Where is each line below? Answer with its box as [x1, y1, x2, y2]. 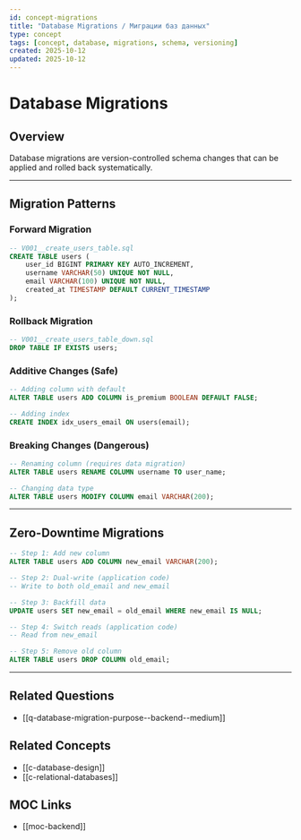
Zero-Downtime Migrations [9, 525, 164, 540]
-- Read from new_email [9, 630, 99, 640]
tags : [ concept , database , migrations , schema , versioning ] [9, 38, 239, 47]
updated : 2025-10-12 [9, 55, 87, 64]
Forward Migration [9, 223, 92, 236]
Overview [9, 129, 65, 144]
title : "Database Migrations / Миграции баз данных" [9, 21, 211, 30]
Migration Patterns [9, 196, 116, 211]
